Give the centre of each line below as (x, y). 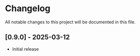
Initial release (25, 49)
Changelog (28, 9)
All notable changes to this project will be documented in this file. (70, 22)
